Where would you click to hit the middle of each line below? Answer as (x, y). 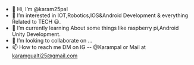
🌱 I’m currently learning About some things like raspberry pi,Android (95, 28)
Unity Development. (36, 34)
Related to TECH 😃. (36, 22)
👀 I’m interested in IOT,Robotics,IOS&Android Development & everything (100, 15)
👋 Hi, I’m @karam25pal (40, 9)
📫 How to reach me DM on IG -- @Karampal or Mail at (79, 47)
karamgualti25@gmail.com (45, 56)
